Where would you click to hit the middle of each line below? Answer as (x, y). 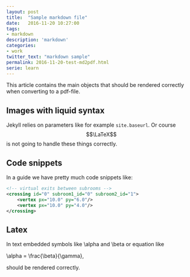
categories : (21, 46)
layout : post (23, 12)
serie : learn (23, 68)
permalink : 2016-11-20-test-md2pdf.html (58, 62)
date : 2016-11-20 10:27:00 (43, 23)
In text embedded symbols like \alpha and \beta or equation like (85, 244)
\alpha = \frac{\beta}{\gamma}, (45, 256)
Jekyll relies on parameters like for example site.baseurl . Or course (91, 125)
